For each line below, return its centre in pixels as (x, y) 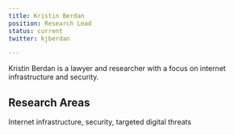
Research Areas (49, 102)
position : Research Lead (50, 23)
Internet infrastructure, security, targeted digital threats (100, 122)
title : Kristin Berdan (46, 16)
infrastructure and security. (54, 77)
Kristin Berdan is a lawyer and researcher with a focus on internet (117, 69)
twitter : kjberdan (39, 38)
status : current (36, 31)
